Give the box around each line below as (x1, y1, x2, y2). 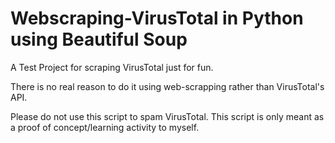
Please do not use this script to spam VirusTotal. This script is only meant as (10, 110, 325, 122)
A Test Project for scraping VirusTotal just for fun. (10, 61, 214, 73)
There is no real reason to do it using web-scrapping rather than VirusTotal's (10, 80, 325, 92)
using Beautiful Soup (10, 28, 188, 51)
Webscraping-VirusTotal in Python (10, 7, 304, 30)
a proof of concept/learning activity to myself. (10, 121, 200, 133)
